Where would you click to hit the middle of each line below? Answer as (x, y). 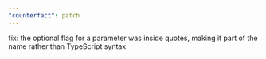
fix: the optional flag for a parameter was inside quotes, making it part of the (133, 38)
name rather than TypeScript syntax (67, 46)
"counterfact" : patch (44, 15)
